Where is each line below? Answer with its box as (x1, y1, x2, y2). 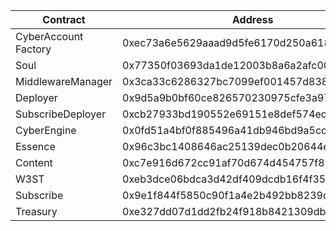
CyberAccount (15, 30, 84, 43)
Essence (15, 140, 56, 153)
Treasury (15, 205, 58, 218)
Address (232, 13, 274, 26)
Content (15, 156, 53, 169)
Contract (42, 13, 86, 26)
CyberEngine (15, 124, 77, 137)
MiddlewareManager (15, 75, 113, 88)
